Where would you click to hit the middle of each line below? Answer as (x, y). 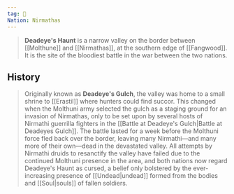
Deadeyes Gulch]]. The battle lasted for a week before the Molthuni (121, 131)
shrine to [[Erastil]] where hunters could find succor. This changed (120, 102)
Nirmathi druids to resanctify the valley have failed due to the (112, 153)
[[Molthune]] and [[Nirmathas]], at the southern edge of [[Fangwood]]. (126, 48)
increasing (39, 176)
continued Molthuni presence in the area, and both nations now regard (126, 161)
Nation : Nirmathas (34, 20)
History (24, 77)
